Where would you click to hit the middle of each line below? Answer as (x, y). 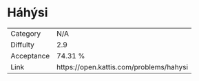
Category (26, 34)
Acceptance (30, 56)
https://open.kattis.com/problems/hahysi (122, 67)
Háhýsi (28, 13)
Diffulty (22, 45)
